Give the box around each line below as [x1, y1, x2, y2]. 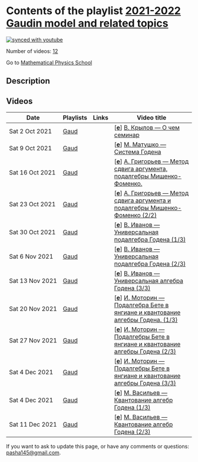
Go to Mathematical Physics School [6, 59, 93, 66]
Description [6, 76, 50, 86]
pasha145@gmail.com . [6, 449, 61, 456]
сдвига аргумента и [114, 196, 171, 204]
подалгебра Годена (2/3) [114, 260, 186, 268]
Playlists [62, 114, 87, 122]
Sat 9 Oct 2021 [9, 144, 52, 153]
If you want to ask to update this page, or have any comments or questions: [6, 443, 190, 450]
